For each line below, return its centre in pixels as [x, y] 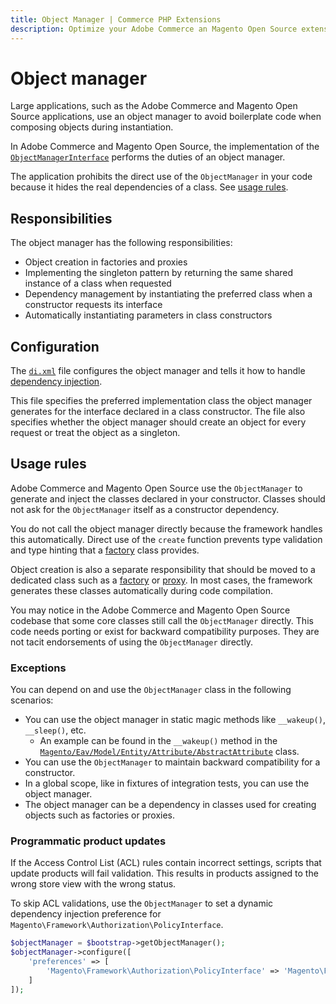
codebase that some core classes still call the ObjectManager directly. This [162, 620]
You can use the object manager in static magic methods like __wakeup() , [175, 720]
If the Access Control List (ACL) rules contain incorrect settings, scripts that [166, 863]
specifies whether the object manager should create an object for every [158, 422]
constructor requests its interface [93, 305]
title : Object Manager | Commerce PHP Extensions [116, 19]
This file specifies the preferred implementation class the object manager [161, 401]
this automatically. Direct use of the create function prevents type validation [166, 539]
